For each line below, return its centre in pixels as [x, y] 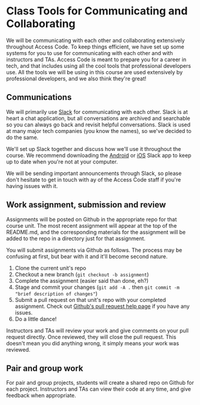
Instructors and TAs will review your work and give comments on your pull [97, 330]
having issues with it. [32, 186]
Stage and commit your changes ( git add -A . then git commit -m [97, 287]
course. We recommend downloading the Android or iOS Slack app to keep [99, 155]
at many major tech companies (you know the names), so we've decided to [99, 131]
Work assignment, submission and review [86, 205]
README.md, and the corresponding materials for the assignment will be [96, 232]
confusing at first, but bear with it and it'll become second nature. [87, 256]
